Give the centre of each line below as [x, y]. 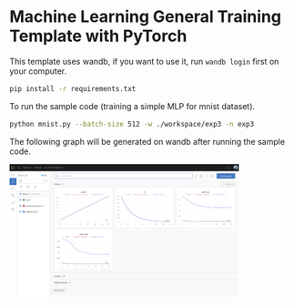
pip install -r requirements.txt [73, 88]
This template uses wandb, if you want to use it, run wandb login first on [144, 61]
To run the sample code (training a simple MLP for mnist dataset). [132, 106]
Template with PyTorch [98, 36]
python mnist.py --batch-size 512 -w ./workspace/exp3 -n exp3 [132, 124]
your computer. [38, 71]
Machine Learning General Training [146, 17]
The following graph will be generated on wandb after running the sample [147, 141]
